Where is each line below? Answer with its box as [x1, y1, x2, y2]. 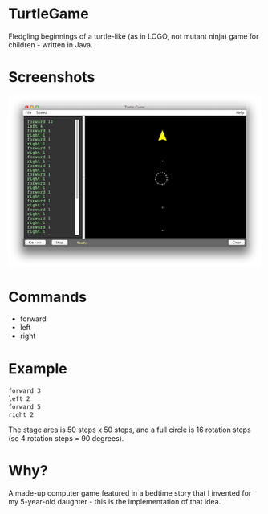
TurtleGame [8, 5, 90, 23]
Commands [8, 288, 87, 306]
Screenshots [8, 68, 95, 87]
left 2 [8, 395, 30, 403]
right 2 [8, 411, 35, 419]
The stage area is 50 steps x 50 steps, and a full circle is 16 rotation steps [8, 425, 251, 434]
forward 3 [8, 387, 42, 395]
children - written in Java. [8, 39, 94, 49]
